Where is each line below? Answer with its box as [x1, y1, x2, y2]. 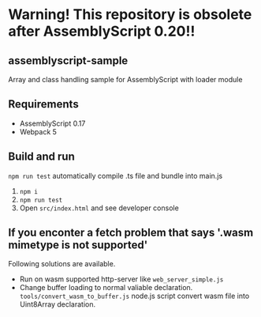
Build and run [8, 150, 75, 164]
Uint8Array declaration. [19, 300, 96, 309]
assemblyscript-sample [8, 54, 129, 67]
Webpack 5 [19, 126, 58, 136]
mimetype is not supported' [8, 239, 148, 252]
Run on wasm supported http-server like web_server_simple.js [19, 274, 224, 284]
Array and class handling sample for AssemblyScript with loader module [8, 75, 243, 84]
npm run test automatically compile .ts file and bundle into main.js [8, 171, 223, 180]
